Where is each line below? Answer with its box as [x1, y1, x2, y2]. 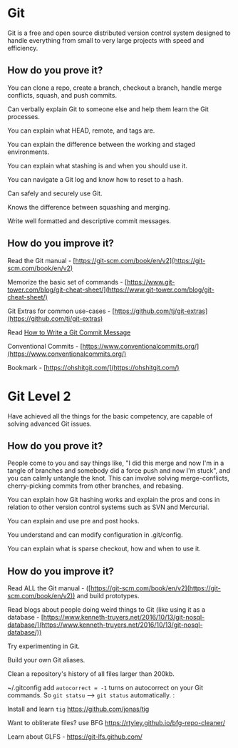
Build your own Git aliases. [7, 656, 86, 665]
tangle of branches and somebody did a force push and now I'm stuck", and [7, 466, 230, 475]
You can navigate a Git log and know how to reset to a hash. [7, 175, 184, 183]
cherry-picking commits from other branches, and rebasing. [7, 481, 184, 490]
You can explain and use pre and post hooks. [7, 517, 140, 526]
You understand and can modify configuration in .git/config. [7, 531, 183, 539]
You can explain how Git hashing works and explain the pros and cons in [7, 496, 220, 504]
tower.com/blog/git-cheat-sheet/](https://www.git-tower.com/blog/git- [7, 285, 215, 294]
